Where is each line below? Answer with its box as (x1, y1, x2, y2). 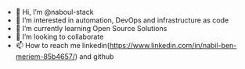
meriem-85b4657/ (15, 52, 76, 61)
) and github (74, 52, 114, 61)
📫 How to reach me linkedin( (15, 41, 110, 50)
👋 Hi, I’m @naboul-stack (15, 8, 94, 16)
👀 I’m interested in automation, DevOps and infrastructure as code (15, 16, 229, 25)
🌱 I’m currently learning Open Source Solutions (15, 24, 168, 33)
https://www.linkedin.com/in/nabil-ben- (109, 41, 237, 50)
